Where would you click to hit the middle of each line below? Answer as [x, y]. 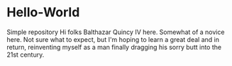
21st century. [26, 55]
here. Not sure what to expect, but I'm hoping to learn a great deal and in [113, 39]
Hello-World [43, 12]
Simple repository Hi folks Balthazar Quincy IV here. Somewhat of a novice [116, 32]
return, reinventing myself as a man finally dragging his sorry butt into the [114, 47]
